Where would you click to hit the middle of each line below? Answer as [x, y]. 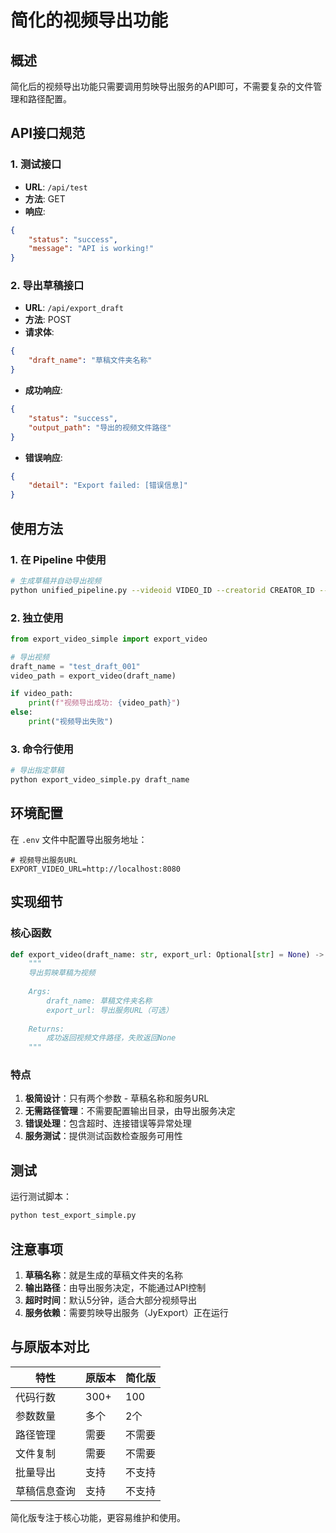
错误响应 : [43, 457]
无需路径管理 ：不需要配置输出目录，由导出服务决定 [130, 1111]
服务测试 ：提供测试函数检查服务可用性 [103, 1136]
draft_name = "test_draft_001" [75, 666]
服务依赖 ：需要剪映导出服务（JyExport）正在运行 [126, 1312]
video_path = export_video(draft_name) [93, 676]
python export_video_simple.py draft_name [100, 780]
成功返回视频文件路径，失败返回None [111, 1038]
